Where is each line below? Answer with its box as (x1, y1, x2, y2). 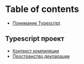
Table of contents (5, 3, 80, 15)
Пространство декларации (12, 53, 70, 59)
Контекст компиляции (12, 47, 60, 53)
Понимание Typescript (12, 20, 61, 26)
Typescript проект (5, 34, 65, 43)
